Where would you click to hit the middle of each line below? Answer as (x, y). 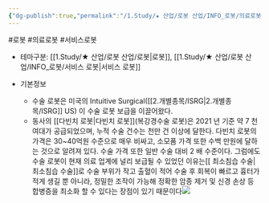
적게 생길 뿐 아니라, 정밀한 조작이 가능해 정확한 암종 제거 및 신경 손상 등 (143, 181)
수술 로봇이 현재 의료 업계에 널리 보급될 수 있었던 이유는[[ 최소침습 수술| (144, 160)
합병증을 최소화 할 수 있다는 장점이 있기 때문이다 (107, 191)
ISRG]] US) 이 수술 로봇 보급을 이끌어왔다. (107, 111)
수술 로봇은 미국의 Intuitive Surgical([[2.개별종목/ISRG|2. (122, 100)
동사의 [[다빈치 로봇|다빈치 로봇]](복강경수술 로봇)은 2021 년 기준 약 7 (141, 120)
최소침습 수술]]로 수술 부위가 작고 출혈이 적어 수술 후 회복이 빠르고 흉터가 (146, 171)
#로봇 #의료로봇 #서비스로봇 (53, 39)
